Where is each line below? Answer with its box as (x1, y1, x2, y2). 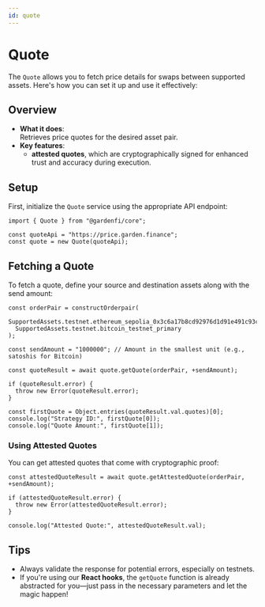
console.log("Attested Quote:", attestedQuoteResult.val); (8, 522, 207, 530)
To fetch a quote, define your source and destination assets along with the (8, 280, 250, 290)
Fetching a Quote (8, 259, 95, 273)
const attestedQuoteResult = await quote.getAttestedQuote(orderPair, (8, 473, 245, 481)
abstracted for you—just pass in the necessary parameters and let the (19, 581, 248, 590)
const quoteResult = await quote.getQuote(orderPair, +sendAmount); (8, 366, 238, 374)
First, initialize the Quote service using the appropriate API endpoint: (8, 202, 228, 211)
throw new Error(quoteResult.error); (15, 387, 140, 395)
